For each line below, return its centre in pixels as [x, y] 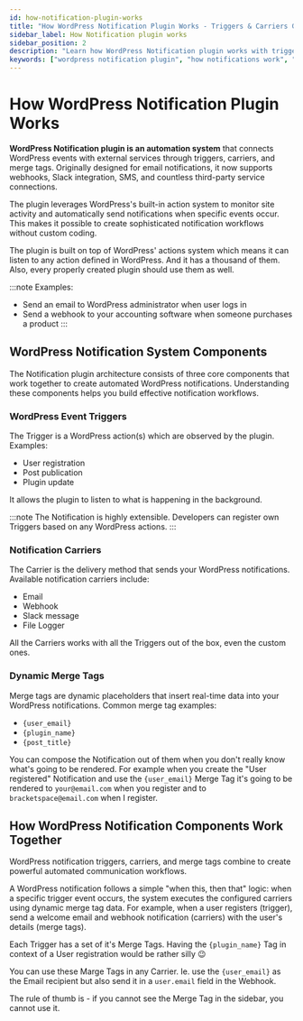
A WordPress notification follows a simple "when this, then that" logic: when [151, 888]
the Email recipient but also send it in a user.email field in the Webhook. [143, 981]
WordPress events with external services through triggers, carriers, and [142, 158]
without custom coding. [53, 233]
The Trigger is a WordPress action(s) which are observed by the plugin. [142, 436]
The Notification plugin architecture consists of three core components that [150, 373]
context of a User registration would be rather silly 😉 [108, 954]
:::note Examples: [41, 287]
